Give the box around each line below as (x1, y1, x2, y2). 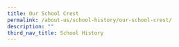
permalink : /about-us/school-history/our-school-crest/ (7, 17, 172, 23)
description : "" (7, 23, 54, 30)
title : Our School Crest (7, 10, 79, 17)
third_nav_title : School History (7, 29, 104, 37)
